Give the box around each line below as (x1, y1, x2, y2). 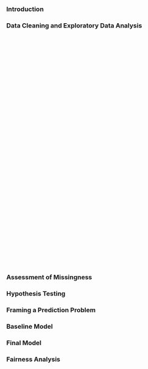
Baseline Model (6, 322, 53, 331)
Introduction (6, 5, 44, 13)
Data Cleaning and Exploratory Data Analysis (6, 21, 143, 29)
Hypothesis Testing (6, 290, 66, 298)
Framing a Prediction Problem (6, 305, 96, 314)
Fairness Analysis (6, 355, 61, 364)
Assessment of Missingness (6, 273, 93, 282)
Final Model (6, 338, 41, 347)
